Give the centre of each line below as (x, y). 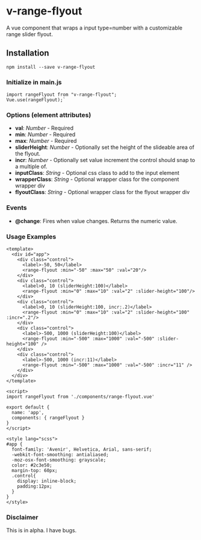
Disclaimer (22, 517)
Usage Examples (31, 236)
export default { (28, 407)
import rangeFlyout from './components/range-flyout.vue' (80, 397)
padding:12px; (35, 486)
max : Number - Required (46, 141)
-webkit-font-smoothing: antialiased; (60, 454)
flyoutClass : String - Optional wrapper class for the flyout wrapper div (102, 192)
